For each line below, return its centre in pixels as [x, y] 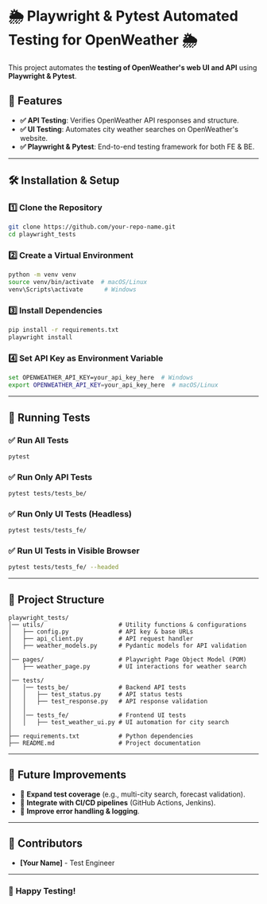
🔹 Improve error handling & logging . [80, 811]
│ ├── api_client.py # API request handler [101, 639]
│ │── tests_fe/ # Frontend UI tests [97, 715]
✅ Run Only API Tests [50, 477]
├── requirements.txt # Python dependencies [101, 736]
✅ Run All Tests [39, 440]
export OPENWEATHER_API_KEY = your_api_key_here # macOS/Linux [113, 385]
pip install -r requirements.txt [64, 330]
